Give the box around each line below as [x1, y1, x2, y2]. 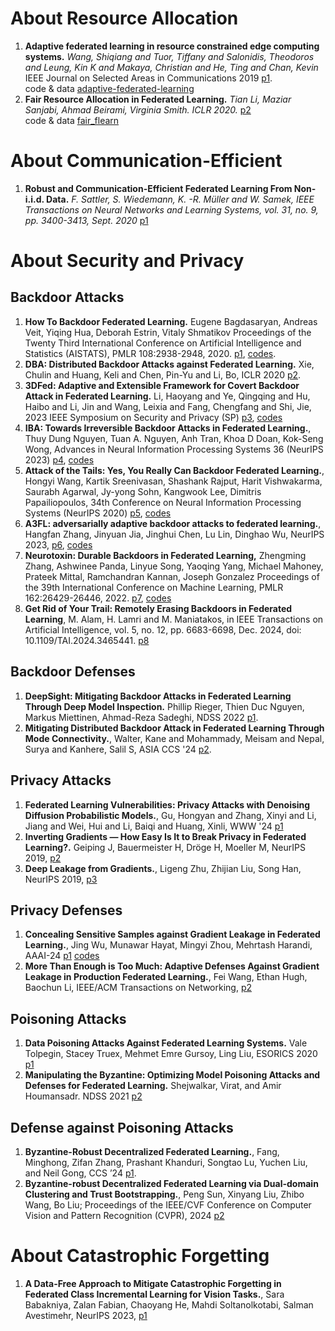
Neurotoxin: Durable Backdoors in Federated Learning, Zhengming [24, 549, 307, 561]
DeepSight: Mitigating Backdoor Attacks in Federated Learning [24, 690, 292, 702]
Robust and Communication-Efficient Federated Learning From [24, 182, 293, 194]
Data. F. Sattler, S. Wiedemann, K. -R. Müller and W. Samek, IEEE [46, 193, 315, 205]
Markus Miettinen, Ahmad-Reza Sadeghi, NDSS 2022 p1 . [24, 711, 259, 723]
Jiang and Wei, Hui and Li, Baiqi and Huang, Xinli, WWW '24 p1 [24, 820, 284, 832]
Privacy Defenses [10, 902, 123, 919]
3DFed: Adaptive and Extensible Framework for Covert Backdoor [24, 379, 300, 391]
